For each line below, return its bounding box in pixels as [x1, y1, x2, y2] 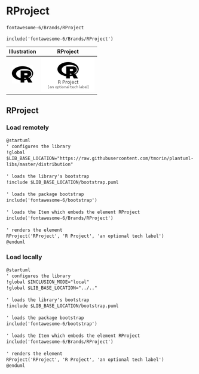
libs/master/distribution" [6, 161, 74, 167]
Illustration [8, 48, 37, 55]
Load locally [6, 253, 42, 261]
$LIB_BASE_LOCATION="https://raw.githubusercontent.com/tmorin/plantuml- [6, 155, 194, 161]
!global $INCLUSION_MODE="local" [6, 279, 90, 285]
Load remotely [6, 123, 50, 131]
